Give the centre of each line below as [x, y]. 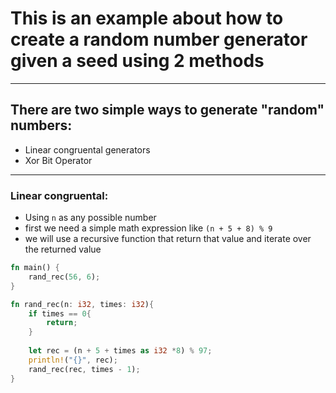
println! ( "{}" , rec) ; [73, 360]
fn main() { [35, 268]
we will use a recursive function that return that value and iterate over [168, 239]
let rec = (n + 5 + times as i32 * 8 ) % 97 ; [120, 351]
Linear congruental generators [87, 149]
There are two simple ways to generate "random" [167, 110]
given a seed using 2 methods [137, 61]
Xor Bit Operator [58, 160]
